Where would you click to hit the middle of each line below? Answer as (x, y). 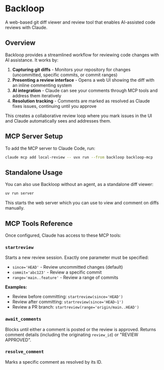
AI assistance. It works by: (32, 60)
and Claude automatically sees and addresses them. (58, 121)
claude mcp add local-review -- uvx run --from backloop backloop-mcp (79, 157)
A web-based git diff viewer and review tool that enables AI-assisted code (80, 22)
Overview (20, 43)
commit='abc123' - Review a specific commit (57, 272)
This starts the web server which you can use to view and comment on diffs (82, 203)
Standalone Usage (34, 172)
